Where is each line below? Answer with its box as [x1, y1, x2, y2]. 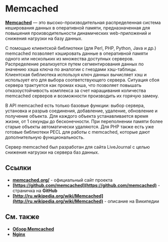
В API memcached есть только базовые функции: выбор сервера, [5, 102, 145, 108]
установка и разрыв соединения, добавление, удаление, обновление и [5, 108, 158, 114]
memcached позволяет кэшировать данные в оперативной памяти [5, 50, 148, 56]
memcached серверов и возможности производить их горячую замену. [5, 93, 159, 99]
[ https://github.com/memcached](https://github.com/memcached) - [12, 182, 160, 188]
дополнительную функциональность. [5, 134, 85, 140]
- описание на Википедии [104, 198, 159, 204]
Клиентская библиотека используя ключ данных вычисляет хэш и [5, 71, 147, 77]
